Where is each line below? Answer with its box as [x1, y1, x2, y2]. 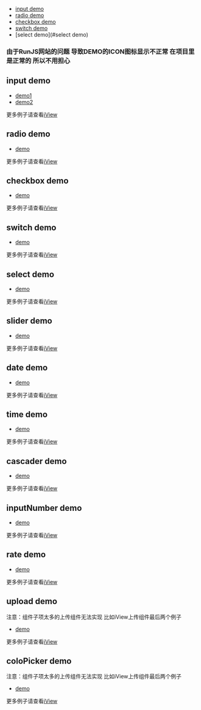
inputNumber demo [6, 502, 82, 513]
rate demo [6, 549, 46, 560]
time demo [6, 409, 48, 420]
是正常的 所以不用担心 [6, 56, 71, 65]
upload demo [6, 596, 58, 606]
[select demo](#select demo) [15, 31, 88, 38]
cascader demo [6, 456, 67, 466]
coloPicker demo [6, 656, 72, 666]
